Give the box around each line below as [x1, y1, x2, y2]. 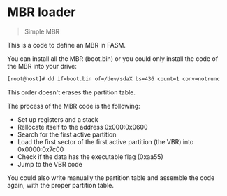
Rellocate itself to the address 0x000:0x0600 [17, 122, 148, 131]
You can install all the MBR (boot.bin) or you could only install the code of [7, 54, 219, 63]
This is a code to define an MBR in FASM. [7, 41, 126, 49]
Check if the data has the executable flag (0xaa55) [17, 152, 164, 161]
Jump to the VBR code [17, 160, 82, 168]
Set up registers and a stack [17, 115, 99, 123]
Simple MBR [24, 27, 60, 36]
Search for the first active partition [17, 130, 117, 139]
